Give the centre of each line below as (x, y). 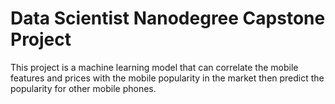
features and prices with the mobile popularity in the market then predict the (167, 78)
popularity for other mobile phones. (83, 88)
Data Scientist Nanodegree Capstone (168, 18)
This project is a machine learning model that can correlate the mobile (154, 67)
